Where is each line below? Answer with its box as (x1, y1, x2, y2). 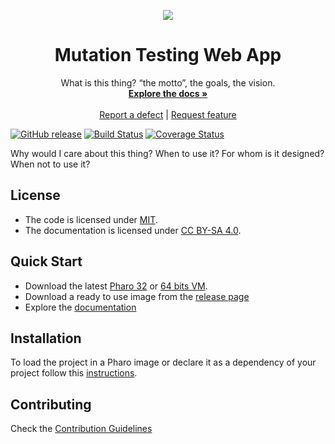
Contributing (10, 396, 92, 413)
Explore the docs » (128, 87, 208, 99)
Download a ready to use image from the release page (24, 290, 250, 302)
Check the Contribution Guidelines (10, 423, 153, 435)
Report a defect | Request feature (99, 108, 237, 120)
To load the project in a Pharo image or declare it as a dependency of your (10, 356, 317, 369)
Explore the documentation (24, 301, 137, 313)
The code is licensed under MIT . (24, 213, 158, 225)
